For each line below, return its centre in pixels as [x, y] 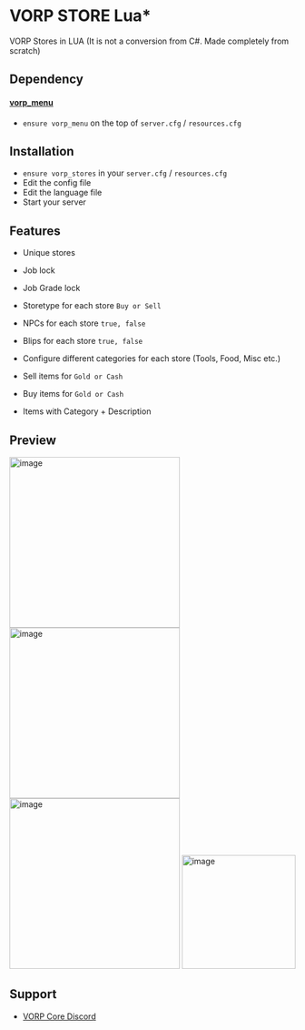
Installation [42, 151]
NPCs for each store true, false [84, 323]
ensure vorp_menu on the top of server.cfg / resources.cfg [132, 123]
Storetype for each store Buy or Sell [92, 306]
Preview [33, 440]
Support [33, 994]
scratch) [25, 50]
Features [35, 231]
